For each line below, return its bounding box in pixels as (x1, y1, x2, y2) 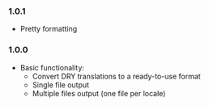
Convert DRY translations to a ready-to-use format (32, 71, 201, 81)
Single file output (32, 79, 90, 90)
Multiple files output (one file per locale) (32, 88, 166, 98)
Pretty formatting (19, 24, 78, 34)
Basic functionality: (19, 62, 85, 72)
